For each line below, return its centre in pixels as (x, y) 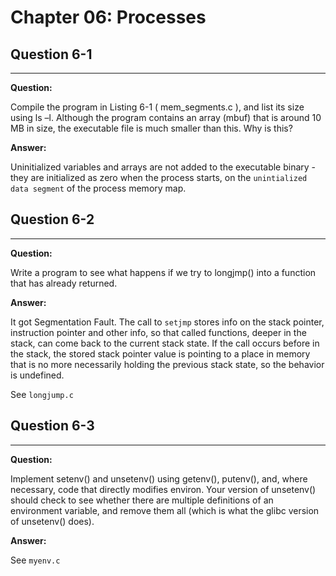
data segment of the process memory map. (98, 188)
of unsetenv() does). (52, 521)
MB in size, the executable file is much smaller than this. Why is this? (151, 128)
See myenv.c (35, 560)
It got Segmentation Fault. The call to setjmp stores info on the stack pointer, (167, 322)
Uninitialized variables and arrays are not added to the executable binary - (163, 167)
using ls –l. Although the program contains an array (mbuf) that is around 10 (166, 117)
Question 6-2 (52, 219)
